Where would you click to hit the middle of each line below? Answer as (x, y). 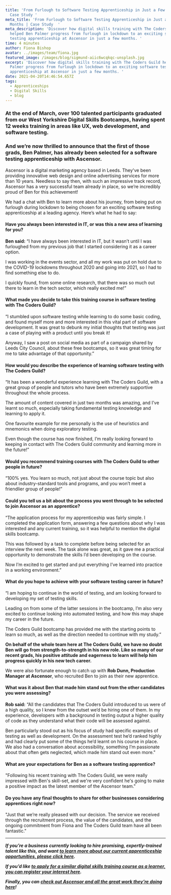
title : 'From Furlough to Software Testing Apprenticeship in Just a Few (85, 10)
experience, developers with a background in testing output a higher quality (85, 715)
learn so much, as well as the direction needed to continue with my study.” (83, 634)
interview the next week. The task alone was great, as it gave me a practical (85, 549)
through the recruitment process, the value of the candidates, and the (78, 820)
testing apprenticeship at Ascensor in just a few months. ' (76, 39)
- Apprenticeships (30, 86)
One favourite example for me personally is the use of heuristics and (77, 423)
